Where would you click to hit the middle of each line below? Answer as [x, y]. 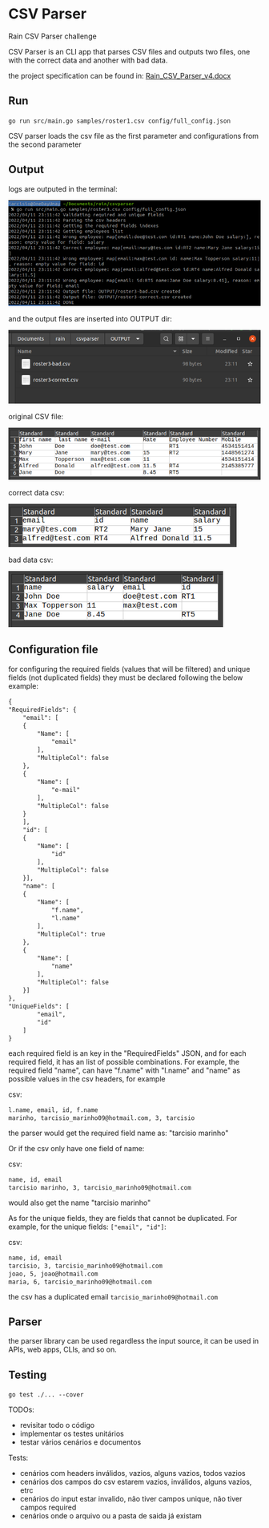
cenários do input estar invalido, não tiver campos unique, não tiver [131, 1499]
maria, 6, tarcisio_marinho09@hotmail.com [80, 1282]
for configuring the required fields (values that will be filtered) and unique [129, 669]
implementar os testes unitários [72, 1434]
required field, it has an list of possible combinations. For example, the [124, 1061]
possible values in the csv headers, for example [87, 1078]
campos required [48, 1507]
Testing [28, 1374]
